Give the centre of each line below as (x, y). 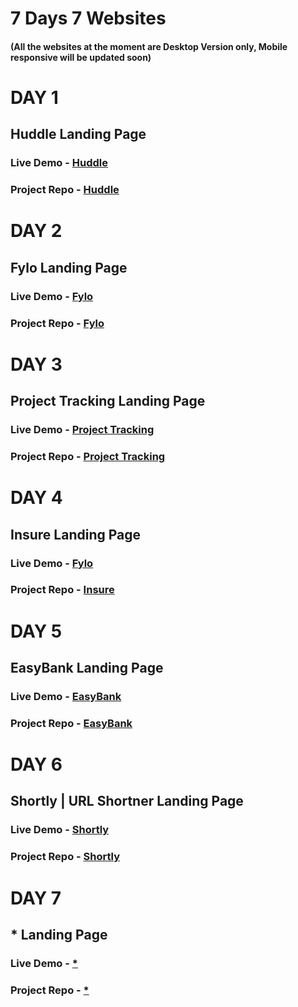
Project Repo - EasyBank (71, 723)
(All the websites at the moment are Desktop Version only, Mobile (149, 46)
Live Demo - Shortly (60, 830)
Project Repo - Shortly (65, 857)
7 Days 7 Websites (88, 18)
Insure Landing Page (76, 534)
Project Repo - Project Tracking (88, 457)
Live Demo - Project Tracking (82, 430)
